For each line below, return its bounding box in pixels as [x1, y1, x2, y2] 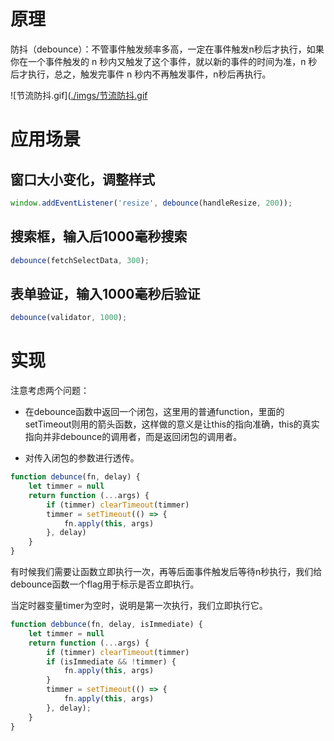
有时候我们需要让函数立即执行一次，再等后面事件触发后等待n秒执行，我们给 [10, 566, 323, 577]
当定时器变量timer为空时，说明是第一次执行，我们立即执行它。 [10, 600, 268, 611]
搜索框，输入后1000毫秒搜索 [10, 228, 188, 245]
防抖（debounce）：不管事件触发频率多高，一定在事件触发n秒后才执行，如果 [10, 43, 325, 55]
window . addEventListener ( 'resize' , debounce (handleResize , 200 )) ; [10, 198, 293, 208]
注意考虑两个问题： [10, 385, 90, 397]
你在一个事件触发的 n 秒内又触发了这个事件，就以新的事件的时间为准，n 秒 [10, 55, 318, 67]
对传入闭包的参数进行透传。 [24, 452, 140, 464]
